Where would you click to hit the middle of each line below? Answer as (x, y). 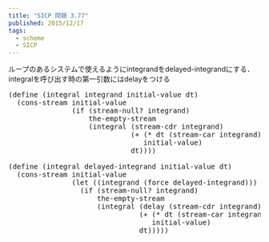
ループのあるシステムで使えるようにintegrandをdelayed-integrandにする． (131, 69)
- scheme (30, 38)
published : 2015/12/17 (46, 23)
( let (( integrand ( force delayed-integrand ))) (165, 183)
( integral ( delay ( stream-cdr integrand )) (182, 207)
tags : (17, 30)
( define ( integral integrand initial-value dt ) (103, 95)
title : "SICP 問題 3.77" (48, 16)
